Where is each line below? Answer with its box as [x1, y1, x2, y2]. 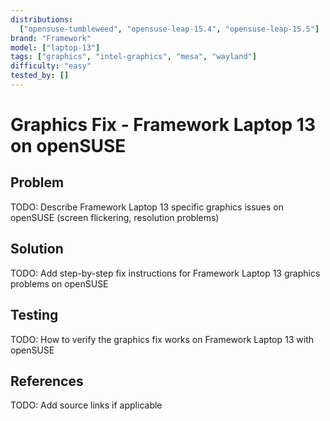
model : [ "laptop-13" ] [10, 42, 101, 53]
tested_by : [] [10, 71, 70, 81]
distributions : [10, 14, 74, 25]
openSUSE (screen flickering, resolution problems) [10, 211, 220, 223]
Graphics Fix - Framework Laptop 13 [10, 114, 317, 136]
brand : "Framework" [10, 33, 92, 43]
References [10, 372, 84, 390]
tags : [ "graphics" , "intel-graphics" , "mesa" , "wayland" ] [10, 52, 257, 62]
